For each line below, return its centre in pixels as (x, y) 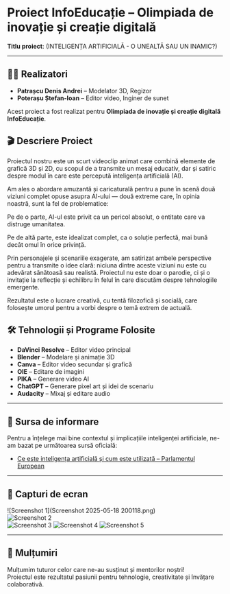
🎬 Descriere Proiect (50, 141)
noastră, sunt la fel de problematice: (58, 203)
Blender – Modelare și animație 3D (66, 357)
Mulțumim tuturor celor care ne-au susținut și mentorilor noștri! (96, 569)
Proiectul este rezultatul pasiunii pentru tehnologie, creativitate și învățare (111, 577)
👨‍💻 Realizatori (38, 74)
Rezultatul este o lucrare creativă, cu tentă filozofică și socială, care (102, 300)
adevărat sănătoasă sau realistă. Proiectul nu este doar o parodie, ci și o (109, 272)
